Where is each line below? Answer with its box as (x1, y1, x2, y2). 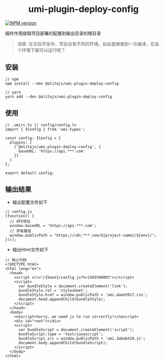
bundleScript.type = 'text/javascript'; (18, 332, 103, 337)
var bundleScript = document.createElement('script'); (18, 328, 135, 333)
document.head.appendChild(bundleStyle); (18, 297, 106, 302)
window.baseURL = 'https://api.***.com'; (9, 223, 97, 228)
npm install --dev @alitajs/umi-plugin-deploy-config (5, 81, 119, 86)
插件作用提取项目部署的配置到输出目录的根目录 (5, 30, 101, 36)
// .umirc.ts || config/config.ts (5, 122, 77, 128)
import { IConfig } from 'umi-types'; (5, 127, 85, 132)
